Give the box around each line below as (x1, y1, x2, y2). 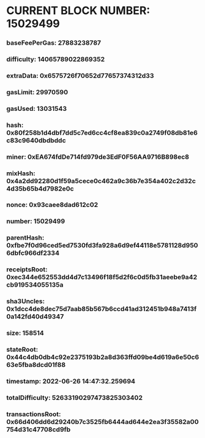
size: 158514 (6, 329, 44, 338)
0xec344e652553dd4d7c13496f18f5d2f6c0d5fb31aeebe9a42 (6, 273, 198, 282)
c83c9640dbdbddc (6, 136, 66, 145)
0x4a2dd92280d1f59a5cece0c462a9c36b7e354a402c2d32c (6, 176, 196, 185)
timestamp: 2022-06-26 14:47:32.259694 (6, 377, 136, 385)
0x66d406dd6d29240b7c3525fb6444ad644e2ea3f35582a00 (6, 417, 199, 426)
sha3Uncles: (6, 297, 45, 306)
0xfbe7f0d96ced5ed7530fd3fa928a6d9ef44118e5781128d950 (6, 241, 198, 250)
